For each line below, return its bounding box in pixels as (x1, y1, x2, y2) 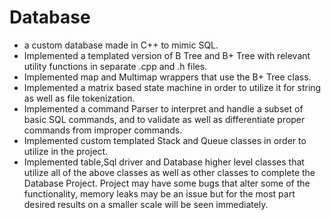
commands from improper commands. (23, 124, 183, 136)
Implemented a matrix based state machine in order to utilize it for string (23, 81, 322, 93)
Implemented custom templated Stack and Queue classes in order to (23, 134, 307, 146)
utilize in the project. (23, 145, 109, 157)
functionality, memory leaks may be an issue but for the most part (23, 187, 296, 200)
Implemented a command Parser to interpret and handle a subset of (23, 102, 304, 115)
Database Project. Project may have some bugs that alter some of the (23, 177, 311, 189)
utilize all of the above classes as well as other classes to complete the (23, 166, 316, 178)
